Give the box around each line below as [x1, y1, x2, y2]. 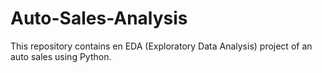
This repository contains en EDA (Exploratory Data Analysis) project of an [10, 40, 313, 52]
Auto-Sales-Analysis [10, 7, 188, 30]
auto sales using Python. [10, 50, 112, 62]
